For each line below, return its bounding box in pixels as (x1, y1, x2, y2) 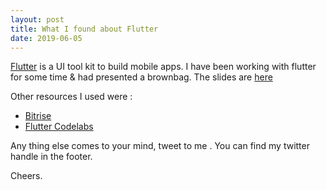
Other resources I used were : (10, 91, 133, 103)
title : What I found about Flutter (10, 24, 159, 34)
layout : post (10, 14, 65, 25)
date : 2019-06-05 (10, 33, 83, 43)
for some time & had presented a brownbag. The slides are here (10, 71, 273, 83)
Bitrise (24, 110, 52, 122)
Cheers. (10, 170, 43, 182)
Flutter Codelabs (24, 121, 94, 133)
